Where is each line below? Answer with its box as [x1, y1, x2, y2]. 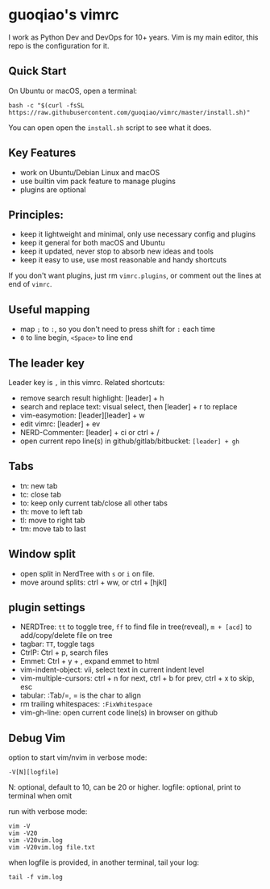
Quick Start [8, 65, 67, 78]
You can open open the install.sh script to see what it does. [8, 123, 212, 132]
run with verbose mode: [8, 807, 88, 816]
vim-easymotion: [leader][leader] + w [19, 410, 145, 420]
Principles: [8, 208, 64, 221]
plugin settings [8, 601, 86, 614]
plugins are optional [19, 184, 86, 195]
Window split [8, 547, 77, 561]
